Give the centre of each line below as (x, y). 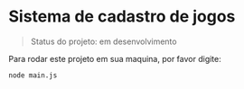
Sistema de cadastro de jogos (122, 17)
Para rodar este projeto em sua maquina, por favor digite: (115, 58)
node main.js (33, 75)
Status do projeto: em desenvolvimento (103, 41)
